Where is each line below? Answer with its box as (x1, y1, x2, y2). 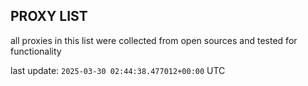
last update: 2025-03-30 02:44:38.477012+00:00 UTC (10, 64, 226, 76)
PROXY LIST (10, 8, 88, 25)
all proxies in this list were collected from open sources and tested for (10, 34, 298, 46)
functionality (10, 45, 62, 57)
